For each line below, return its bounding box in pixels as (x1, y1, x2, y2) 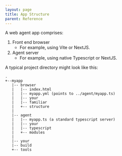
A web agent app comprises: (5, 30, 63, 36)
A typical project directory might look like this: (5, 64, 98, 70)
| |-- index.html (11, 87, 52, 92)
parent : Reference (5, 16, 43, 21)
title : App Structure (5, 12, 50, 17)
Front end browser (12, 39, 50, 45)
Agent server (12, 50, 39, 56)
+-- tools (11, 147, 32, 153)
